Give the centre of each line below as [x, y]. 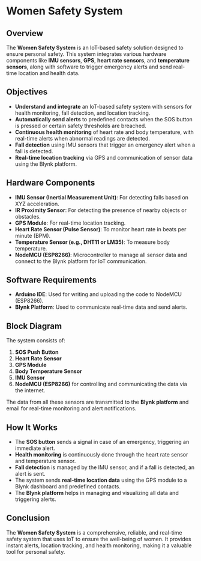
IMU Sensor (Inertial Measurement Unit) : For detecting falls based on [102, 197]
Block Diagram [34, 326]
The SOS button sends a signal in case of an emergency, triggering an [102, 442]
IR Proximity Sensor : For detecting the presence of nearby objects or [101, 210]
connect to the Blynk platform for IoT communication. [81, 261]
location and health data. [49, 73]
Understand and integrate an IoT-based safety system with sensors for [103, 106]
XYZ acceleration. [37, 204]
